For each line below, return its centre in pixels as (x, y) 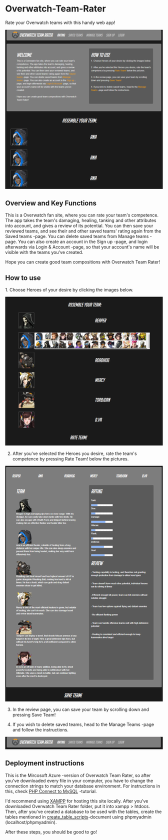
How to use (23, 278)
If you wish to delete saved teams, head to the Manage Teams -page (83, 724)
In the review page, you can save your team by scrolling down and (80, 709)
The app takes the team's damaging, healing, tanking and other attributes (81, 220)
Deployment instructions (45, 763)
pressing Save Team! (34, 715)
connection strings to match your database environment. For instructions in (83, 786)
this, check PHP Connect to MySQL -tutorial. (51, 791)
